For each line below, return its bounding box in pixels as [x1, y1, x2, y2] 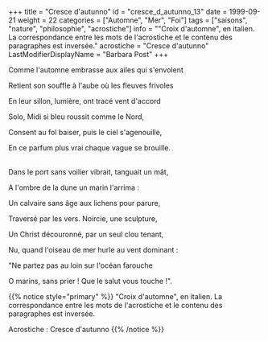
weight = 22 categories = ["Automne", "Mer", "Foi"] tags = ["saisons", [17, 15, 248, 25]
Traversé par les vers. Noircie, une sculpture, [8, 214, 158, 224]
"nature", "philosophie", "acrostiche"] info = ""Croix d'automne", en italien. [8, 24, 255, 33]
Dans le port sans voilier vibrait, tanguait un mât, [8, 167, 169, 176]
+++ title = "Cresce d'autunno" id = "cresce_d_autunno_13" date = [8, 7, 228, 16]
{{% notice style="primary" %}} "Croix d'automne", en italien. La [8, 292, 223, 301]
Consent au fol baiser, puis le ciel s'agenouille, [8, 128, 163, 137]
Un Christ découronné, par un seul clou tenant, [8, 229, 164, 239]
